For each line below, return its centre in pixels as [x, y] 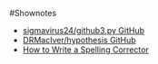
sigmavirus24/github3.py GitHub [84, 30]
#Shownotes [33, 13]
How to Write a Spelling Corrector [86, 50]
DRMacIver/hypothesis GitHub [79, 40]
